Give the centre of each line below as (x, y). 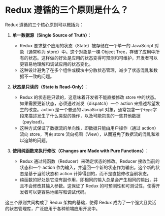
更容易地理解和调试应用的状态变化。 (56, 64)
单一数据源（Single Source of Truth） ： (52, 35)
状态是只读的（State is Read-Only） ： (50, 87)
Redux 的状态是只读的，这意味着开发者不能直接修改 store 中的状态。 (89, 97)
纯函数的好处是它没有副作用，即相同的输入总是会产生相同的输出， (86, 180)
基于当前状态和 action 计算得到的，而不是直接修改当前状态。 (90, 173)
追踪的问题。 (37, 140)
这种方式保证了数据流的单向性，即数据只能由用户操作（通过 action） (89, 128)
